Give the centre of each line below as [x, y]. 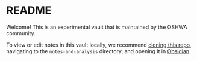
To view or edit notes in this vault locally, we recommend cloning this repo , [99, 45]
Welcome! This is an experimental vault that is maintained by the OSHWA [97, 27]
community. [21, 33]
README [29, 10]
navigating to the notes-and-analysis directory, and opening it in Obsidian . [98, 51]
